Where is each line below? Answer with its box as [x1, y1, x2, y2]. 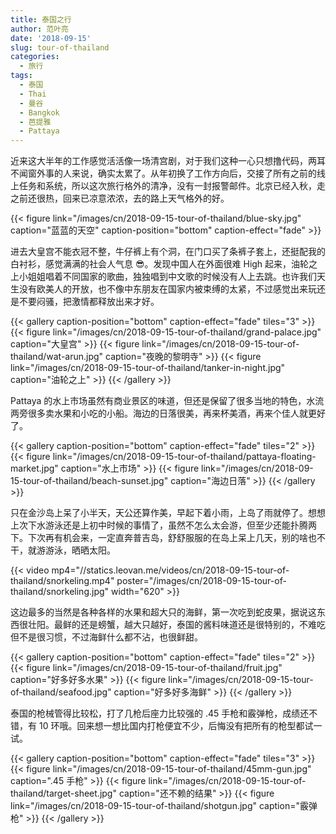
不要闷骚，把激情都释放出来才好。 [18, 296, 160, 308]
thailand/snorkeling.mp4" [10, 575, 115, 587]
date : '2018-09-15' [10, 33, 92, 43]
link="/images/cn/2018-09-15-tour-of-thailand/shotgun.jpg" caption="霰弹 [10, 800, 318, 812]
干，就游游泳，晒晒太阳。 [10, 544, 116, 556]
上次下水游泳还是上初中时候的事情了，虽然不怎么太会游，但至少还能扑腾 [10, 519, 308, 531]
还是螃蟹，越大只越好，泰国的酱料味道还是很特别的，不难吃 [79, 619, 326, 631]
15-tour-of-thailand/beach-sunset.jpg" [10, 475, 169, 487]
